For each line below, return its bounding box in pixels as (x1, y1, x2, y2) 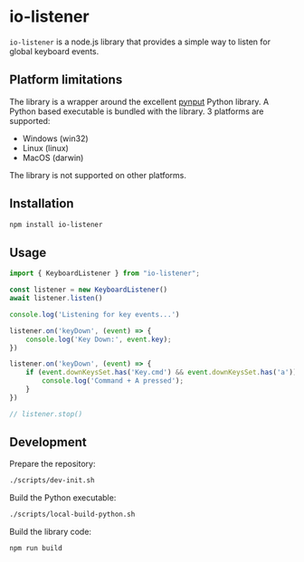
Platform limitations (9, 72, 123, 88)
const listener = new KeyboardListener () (9, 285, 168, 295)
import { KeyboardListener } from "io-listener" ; (9, 269, 201, 278)
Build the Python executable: (9, 492, 117, 503)
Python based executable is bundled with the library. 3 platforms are (9, 106, 264, 117)
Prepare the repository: (9, 459, 96, 470)
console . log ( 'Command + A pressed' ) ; (42, 376, 184, 386)
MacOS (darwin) (22, 152, 84, 163)
